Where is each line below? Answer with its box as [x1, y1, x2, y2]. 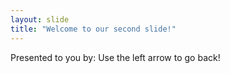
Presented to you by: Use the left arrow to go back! [10, 51, 221, 63]
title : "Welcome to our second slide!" [10, 24, 177, 34]
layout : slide [10, 14, 70, 25]
